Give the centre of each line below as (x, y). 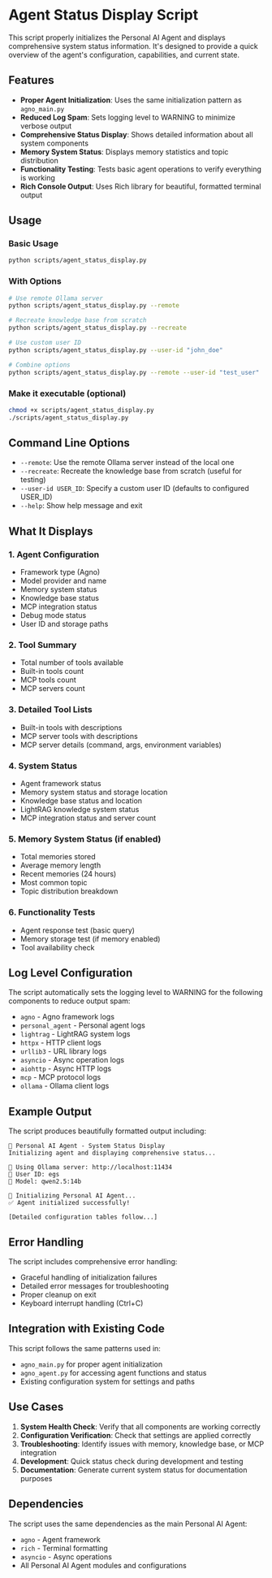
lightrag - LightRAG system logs (75, 1034)
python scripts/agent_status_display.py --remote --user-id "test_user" (134, 372)
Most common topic (54, 883)
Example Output (50, 1111)
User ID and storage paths (64, 624)
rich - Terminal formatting (64, 1548)
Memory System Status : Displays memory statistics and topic (124, 151)
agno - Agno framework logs (67, 1017)
